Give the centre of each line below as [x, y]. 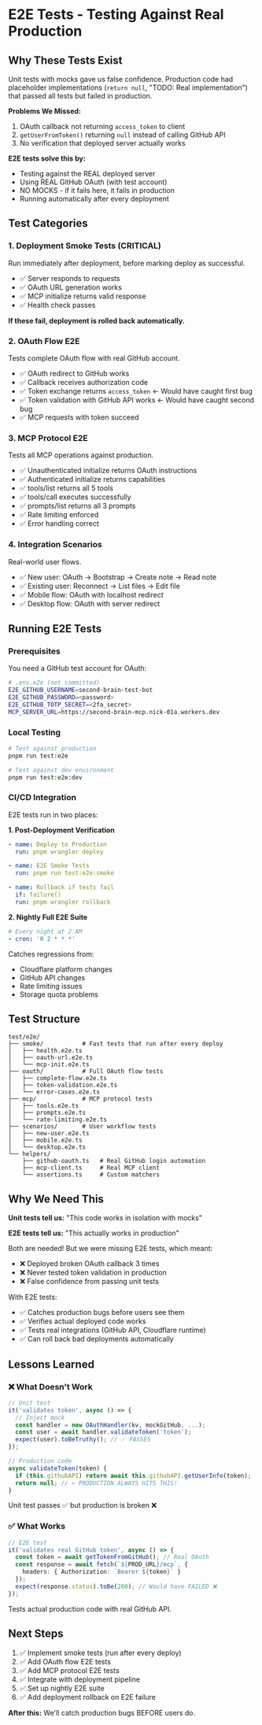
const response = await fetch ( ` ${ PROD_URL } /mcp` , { [102, 1564]
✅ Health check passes [57, 305]
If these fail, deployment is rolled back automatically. [96, 320]
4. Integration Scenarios [55, 545]
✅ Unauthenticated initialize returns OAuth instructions [108, 471]
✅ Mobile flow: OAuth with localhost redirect [91, 594]
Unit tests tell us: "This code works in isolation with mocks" [105, 1218]
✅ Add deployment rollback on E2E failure [87, 1697]
